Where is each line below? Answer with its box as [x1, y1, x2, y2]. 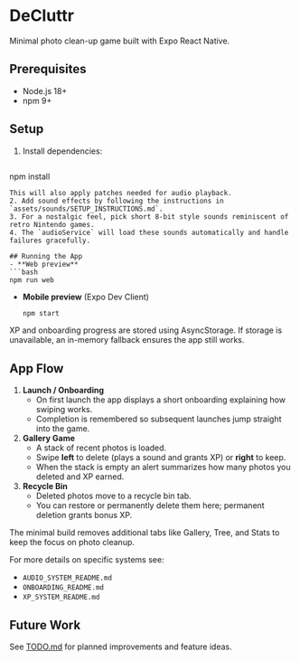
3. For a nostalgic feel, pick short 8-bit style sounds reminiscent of [9, 212, 289, 222]
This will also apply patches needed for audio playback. [9, 188, 232, 197]
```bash [9, 268, 39, 277]
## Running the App [9, 251, 83, 260]
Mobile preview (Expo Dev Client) [22, 291, 149, 302]
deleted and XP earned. [35, 471, 125, 482]
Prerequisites [9, 61, 87, 77]
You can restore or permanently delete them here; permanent [35, 500, 265, 511]
